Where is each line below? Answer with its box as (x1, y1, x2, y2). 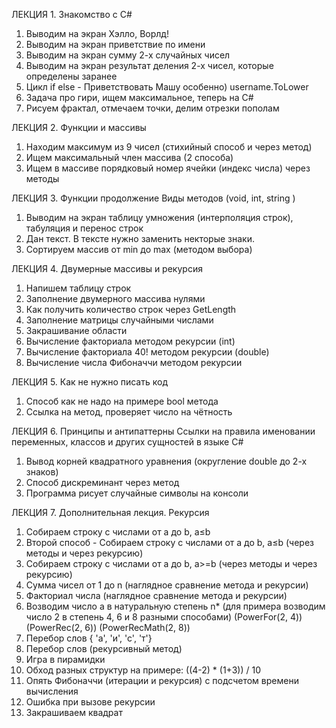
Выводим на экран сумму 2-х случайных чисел (25, 49, 231, 61)
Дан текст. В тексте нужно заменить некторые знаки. (25, 233, 255, 244)
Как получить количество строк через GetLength (25, 304, 237, 315)
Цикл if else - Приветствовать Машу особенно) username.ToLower (25, 81, 309, 93)
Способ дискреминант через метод (25, 477, 180, 488)
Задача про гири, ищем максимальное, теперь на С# (25, 92, 254, 103)
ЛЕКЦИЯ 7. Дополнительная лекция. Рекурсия (11, 507, 210, 518)
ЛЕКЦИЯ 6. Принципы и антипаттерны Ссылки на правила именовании (11, 425, 316, 437)
